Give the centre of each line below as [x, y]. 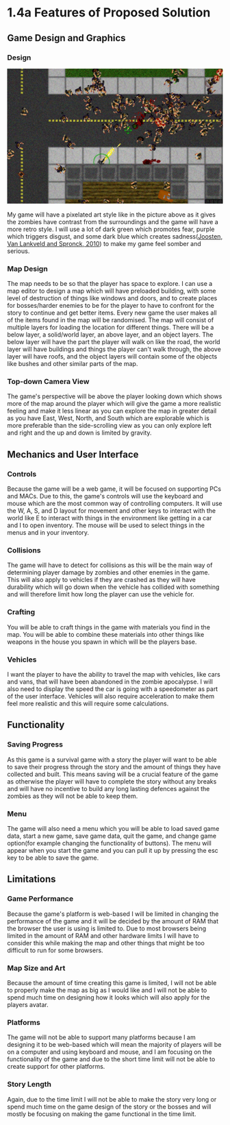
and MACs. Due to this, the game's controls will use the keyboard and [105, 496]
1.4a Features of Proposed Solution [109, 13]
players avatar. [28, 1005]
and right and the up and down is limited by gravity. [79, 433]
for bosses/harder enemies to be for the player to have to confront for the [111, 306]
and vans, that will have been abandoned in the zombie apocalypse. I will [110, 682]
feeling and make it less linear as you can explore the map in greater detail [112, 411]
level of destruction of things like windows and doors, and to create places [112, 298]
